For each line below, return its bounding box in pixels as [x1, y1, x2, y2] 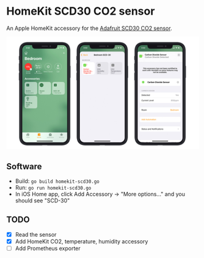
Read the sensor [15, 230, 57, 238]
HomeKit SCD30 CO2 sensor [6, 4, 155, 18]
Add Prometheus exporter [15, 245, 81, 252]
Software [6, 161, 42, 172]
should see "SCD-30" [15, 197, 70, 204]
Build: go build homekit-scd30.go [15, 177, 100, 185]
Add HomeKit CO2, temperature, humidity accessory [15, 237, 148, 245]
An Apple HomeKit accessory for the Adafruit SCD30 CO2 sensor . [6, 24, 172, 32]
